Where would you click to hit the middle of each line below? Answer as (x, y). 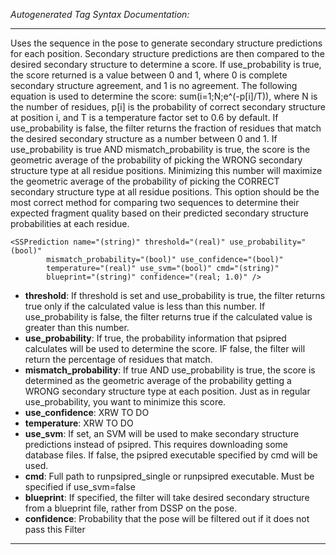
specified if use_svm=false (80, 487)
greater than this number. (77, 327)
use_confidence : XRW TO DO (87, 412)
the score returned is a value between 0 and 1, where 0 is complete (149, 75)
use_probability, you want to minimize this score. (125, 402)
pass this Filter (55, 529)
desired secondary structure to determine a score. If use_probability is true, (166, 64)
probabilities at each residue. (70, 223)
